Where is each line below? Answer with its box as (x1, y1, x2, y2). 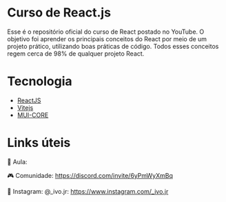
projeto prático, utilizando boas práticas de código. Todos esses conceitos (7, 42, 219, 50)
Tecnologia (7, 74, 72, 89)
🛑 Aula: (7, 157, 28, 166)
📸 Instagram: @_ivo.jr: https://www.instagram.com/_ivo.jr (7, 187, 169, 195)
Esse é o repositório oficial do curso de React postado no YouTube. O (7, 27, 205, 36)
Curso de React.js (7, 5, 112, 21)
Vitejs (17, 103, 34, 111)
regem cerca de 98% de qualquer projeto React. (7, 49, 145, 58)
